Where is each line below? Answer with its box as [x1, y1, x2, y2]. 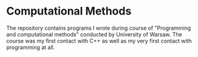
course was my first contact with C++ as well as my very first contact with [6, 37, 193, 44]
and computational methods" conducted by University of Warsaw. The [6, 30, 182, 38]
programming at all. [6, 44, 55, 51]
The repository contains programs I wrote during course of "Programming [6, 24, 191, 32]
